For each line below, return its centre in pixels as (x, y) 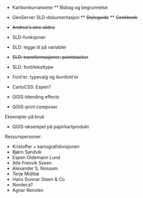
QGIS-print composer (35, 107)
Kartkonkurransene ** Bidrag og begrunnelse (60, 7)
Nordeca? (22, 185)
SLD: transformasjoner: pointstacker (50, 57)
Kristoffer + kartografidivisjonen (46, 146)
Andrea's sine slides (33, 27)
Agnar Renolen (28, 190)
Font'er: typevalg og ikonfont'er (45, 77)
